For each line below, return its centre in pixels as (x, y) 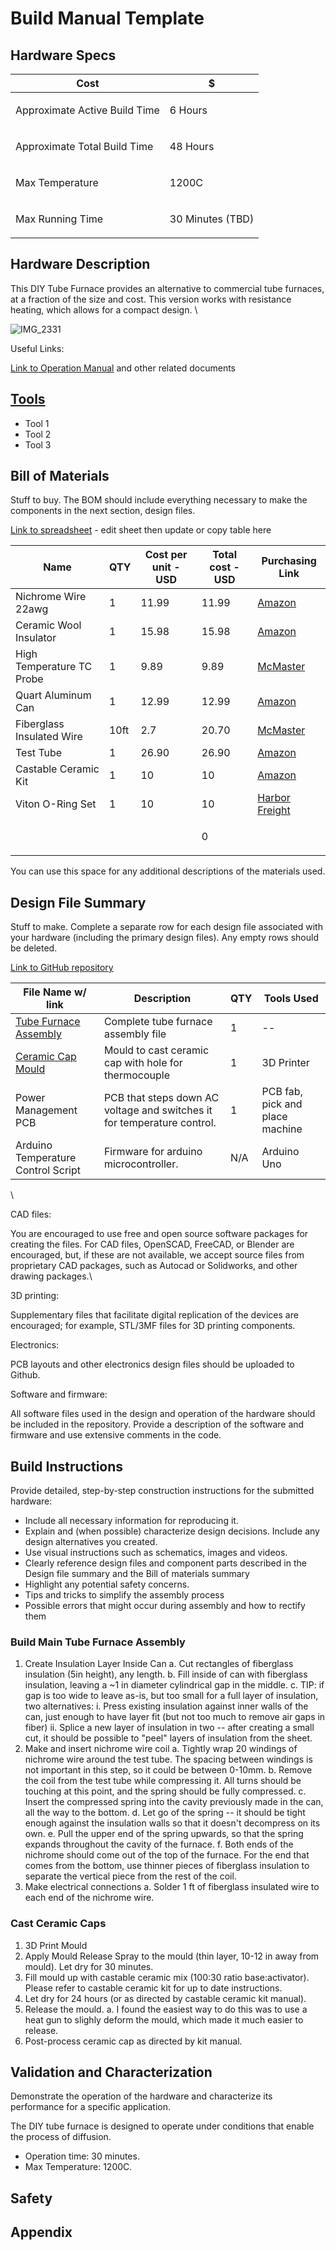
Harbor (274, 798)
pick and (282, 1104)
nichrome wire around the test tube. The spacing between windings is (168, 1759)
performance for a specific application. (91, 2107)
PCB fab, (282, 1092)
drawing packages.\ (51, 1276)
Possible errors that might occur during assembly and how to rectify (165, 1606)
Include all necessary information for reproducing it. (131, 1521)
